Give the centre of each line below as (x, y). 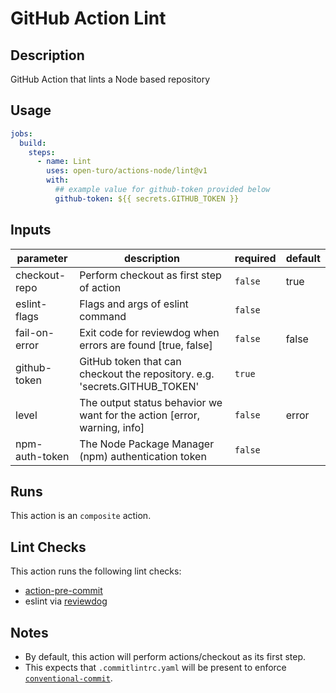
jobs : (21, 133)
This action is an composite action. (81, 516)
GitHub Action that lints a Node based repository (110, 79)
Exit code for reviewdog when (149, 332)
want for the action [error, (139, 415)
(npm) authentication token (143, 456)
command (103, 316)
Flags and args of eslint (134, 304)
